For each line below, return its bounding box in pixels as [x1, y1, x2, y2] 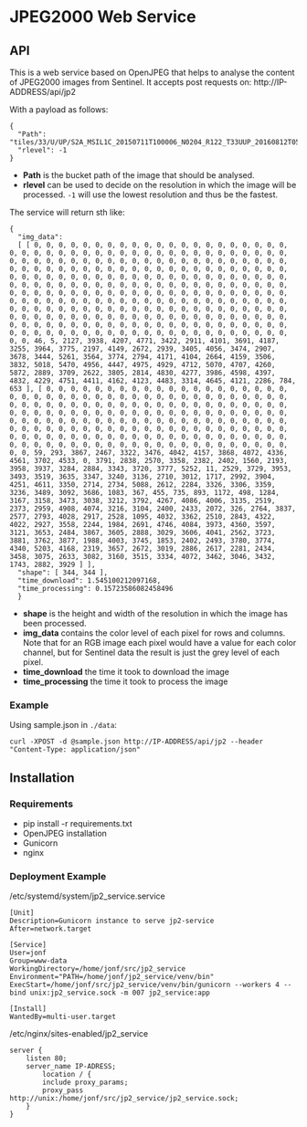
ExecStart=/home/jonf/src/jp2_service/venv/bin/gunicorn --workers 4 [9, 980, 281, 990]
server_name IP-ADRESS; [26, 1062, 117, 1071]
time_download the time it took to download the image [22, 667, 230, 677]
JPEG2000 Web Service [9, 6, 196, 27]
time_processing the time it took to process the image [22, 676, 228, 687]
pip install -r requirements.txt [22, 817, 132, 828]
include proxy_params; [42, 1078, 129, 1088]
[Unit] [9, 909, 35, 918]
